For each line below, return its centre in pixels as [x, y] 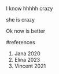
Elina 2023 [27, 60]
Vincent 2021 [30, 66]
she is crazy [21, 20]
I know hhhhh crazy [30, 8]
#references [21, 42]
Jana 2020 [27, 54]
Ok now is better [26, 31]
